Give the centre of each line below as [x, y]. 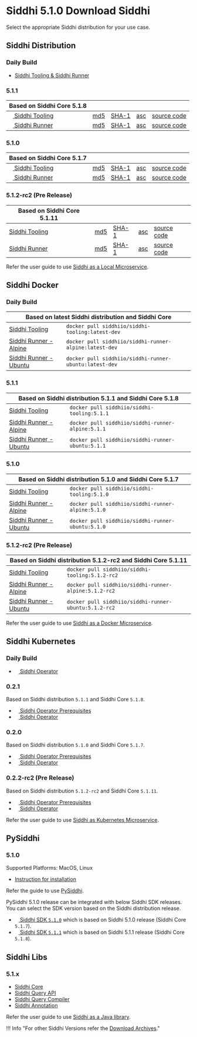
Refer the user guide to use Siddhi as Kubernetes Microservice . [83, 820]
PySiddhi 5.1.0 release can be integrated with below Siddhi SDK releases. [94, 902]
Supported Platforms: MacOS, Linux [49, 868]
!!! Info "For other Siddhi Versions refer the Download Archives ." [83, 1028]
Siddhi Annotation [36, 1006]
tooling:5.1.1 [89, 413]
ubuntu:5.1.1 [88, 445]
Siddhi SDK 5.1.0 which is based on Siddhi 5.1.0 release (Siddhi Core [103, 920]
